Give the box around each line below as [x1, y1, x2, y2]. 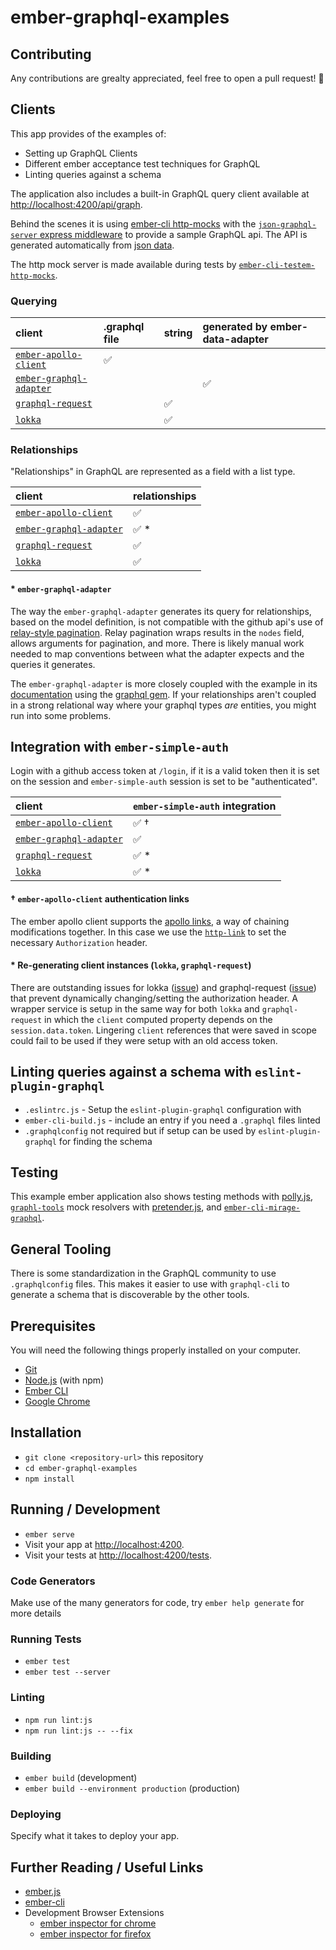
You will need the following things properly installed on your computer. [10, 1344, 301, 1356]
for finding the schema [58, 1135, 153, 1147]
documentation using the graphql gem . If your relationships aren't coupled [10, 688, 317, 700]
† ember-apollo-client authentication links [10, 893, 190, 905]
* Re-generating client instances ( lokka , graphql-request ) [10, 959, 252, 971]
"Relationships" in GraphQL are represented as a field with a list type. [10, 466, 296, 478]
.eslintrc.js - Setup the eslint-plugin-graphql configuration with [24, 1103, 302, 1115]
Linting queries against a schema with [10, 1064, 253, 1081]
